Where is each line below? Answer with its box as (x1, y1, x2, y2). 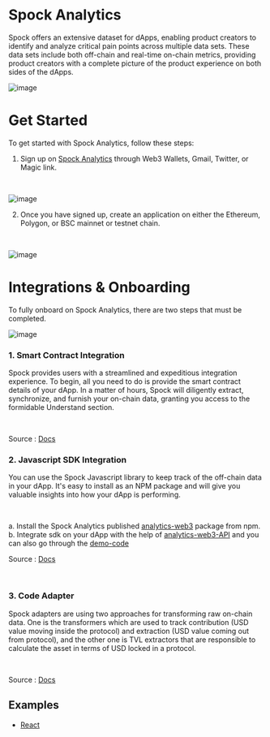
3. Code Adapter (8, 590, 75, 601)
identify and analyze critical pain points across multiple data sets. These (8, 41, 250, 50)
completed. (8, 313, 46, 323)
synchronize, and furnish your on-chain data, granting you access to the (8, 394, 251, 403)
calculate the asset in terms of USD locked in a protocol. (8, 643, 196, 653)
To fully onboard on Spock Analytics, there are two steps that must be (8, 304, 242, 314)
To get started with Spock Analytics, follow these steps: (8, 138, 195, 148)
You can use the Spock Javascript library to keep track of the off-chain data (8, 472, 262, 482)
